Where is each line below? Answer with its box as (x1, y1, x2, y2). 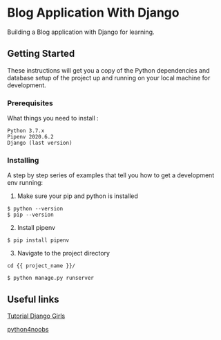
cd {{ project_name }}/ (7, 262, 76, 269)
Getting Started (7, 48, 75, 60)
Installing (7, 155, 39, 165)
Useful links (7, 293, 60, 305)
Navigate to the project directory (17, 249, 110, 258)
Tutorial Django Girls (7, 312, 66, 320)
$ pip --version (7, 211, 54, 219)
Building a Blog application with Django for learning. (7, 28, 155, 36)
